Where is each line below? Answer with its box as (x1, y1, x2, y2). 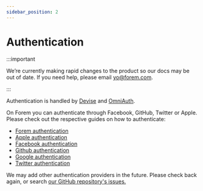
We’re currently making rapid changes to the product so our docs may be (6, 67, 190, 74)
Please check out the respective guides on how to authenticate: (6, 115, 166, 122)
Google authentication (15, 153, 71, 160)
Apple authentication (15, 133, 68, 141)
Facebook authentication (15, 140, 78, 147)
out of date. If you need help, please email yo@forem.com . (6, 74, 153, 81)
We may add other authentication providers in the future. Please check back (6, 171, 198, 178)
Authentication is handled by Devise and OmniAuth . (6, 97, 136, 104)
